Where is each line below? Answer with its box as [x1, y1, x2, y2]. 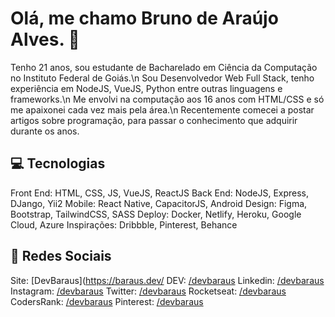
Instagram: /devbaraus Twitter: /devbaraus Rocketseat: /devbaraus [10, 285, 287, 297]
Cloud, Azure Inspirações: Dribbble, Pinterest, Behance [10, 218, 238, 231]
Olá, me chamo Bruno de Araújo [10, 7, 279, 30]
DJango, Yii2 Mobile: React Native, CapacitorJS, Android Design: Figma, [10, 197, 308, 209]
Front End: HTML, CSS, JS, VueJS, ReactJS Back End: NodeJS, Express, [10, 187, 310, 199]
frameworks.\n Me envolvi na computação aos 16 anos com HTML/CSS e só [10, 93, 325, 105]
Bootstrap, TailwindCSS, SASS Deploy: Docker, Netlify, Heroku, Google [10, 208, 302, 220]
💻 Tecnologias [10, 155, 106, 172]
